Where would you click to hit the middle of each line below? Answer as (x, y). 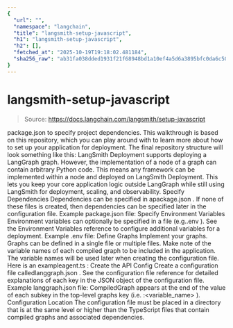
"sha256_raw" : (34, 59)
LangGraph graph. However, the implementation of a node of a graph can (112, 162)
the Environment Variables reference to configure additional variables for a (114, 228)
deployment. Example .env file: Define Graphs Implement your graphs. (107, 236)
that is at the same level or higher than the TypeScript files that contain (108, 309)
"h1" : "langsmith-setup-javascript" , (68, 40)
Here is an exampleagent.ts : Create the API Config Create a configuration (113, 265)
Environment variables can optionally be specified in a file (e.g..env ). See (112, 221)
